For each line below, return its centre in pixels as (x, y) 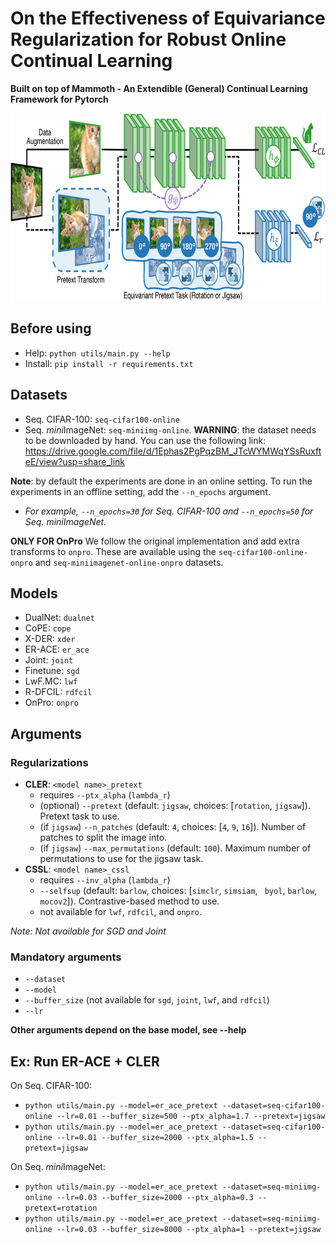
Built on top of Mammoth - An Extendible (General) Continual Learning (159, 88)
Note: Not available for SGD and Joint (88, 931)
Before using (51, 328)
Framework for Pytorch (59, 99)
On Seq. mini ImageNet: (58, 1167)
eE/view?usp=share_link (75, 461)
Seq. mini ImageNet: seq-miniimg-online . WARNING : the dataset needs (170, 429)
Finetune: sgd (52, 671)
